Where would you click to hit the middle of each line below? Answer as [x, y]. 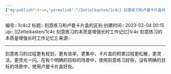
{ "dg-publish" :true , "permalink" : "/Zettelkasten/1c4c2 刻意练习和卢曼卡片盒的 [85, 10]
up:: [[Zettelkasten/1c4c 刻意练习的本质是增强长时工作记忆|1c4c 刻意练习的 [84, 32]
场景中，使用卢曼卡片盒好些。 [45, 66]
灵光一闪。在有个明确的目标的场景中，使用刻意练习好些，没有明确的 [90, 60]
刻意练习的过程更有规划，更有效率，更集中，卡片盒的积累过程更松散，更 [81, 54]
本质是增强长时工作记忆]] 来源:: [38, 38]
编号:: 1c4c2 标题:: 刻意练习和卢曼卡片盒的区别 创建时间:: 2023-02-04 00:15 [85, 25]
